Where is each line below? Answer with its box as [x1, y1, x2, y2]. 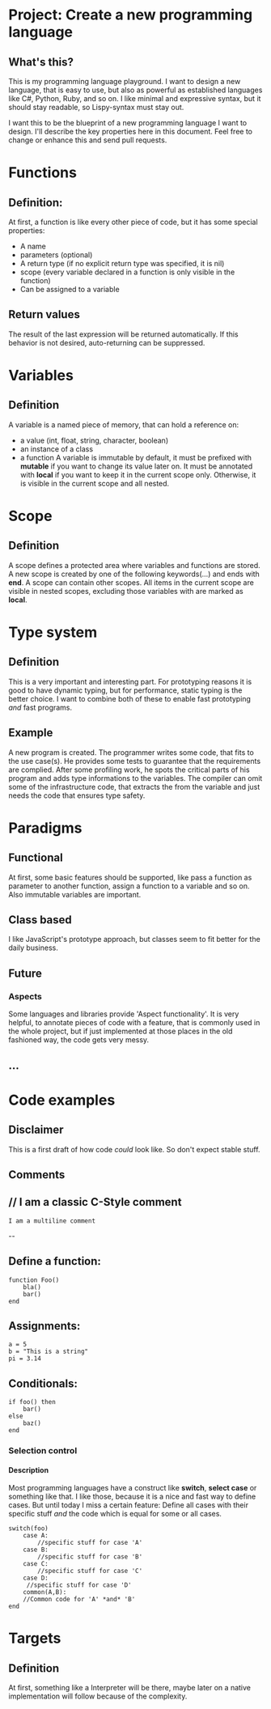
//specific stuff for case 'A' [37, 1539, 143, 1547]
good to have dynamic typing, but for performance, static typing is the [8, 685, 243, 695]
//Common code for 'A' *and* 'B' [23, 1596, 136, 1604]
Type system [8, 623, 98, 641]
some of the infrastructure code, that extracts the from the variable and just [8, 782, 260, 791]
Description [8, 1465, 49, 1474]
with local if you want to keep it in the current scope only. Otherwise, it [19, 469, 256, 479]
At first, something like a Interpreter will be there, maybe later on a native [8, 1683, 251, 1693]
